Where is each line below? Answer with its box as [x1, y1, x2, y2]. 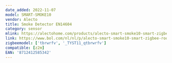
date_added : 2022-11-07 [5, 7, 56, 13]
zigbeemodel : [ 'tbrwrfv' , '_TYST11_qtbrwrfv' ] [5, 41, 106, 46]
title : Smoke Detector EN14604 [5, 21, 72, 27]
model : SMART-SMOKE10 [5, 12, 52, 17]
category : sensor [5, 26, 42, 31]
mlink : [5, 31, 19, 36]
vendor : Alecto [5, 17, 38, 22]
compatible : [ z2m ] [5, 45, 45, 50]
